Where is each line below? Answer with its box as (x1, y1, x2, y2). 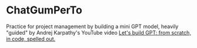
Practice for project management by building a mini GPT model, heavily (6, 23, 179, 30)
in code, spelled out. (6, 35, 56, 42)
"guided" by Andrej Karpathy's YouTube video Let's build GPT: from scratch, (6, 29, 191, 36)
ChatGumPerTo (6, 4, 82, 17)
